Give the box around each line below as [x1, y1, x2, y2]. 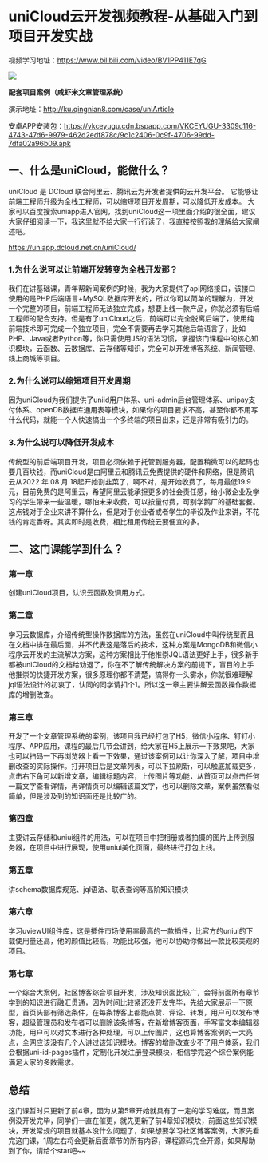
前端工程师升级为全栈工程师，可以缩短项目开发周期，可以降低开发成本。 [8, 197, 246, 206]
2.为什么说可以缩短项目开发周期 [8, 375, 131, 386]
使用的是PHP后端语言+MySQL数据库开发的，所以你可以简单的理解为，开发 [8, 293, 254, 304]
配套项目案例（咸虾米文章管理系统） [8, 87, 128, 97]
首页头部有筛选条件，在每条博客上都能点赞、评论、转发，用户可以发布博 [22, 1008, 260, 1018]
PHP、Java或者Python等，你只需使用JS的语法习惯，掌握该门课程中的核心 [8, 333, 252, 344]
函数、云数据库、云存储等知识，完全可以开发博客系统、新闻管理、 [42, 344, 260, 353]
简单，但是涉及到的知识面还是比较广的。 [8, 791, 141, 800]
